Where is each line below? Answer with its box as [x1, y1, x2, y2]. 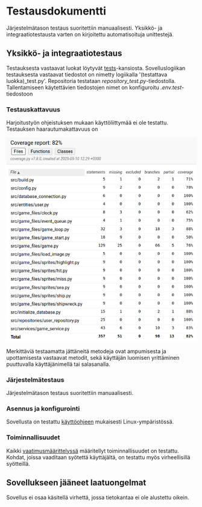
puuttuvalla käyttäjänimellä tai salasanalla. [6, 360, 110, 368]
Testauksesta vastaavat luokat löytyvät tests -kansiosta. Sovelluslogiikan [6, 64, 186, 71]
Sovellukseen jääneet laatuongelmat [6, 477, 147, 488]
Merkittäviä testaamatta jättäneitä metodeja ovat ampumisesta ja [6, 347, 167, 355]
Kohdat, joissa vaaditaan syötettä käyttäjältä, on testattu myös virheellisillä [6, 453, 191, 461]
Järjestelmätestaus [6, 376, 65, 384]
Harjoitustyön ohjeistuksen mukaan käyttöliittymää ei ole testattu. [6, 119, 169, 127]
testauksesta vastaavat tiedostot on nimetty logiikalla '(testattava [6, 71, 168, 78]
